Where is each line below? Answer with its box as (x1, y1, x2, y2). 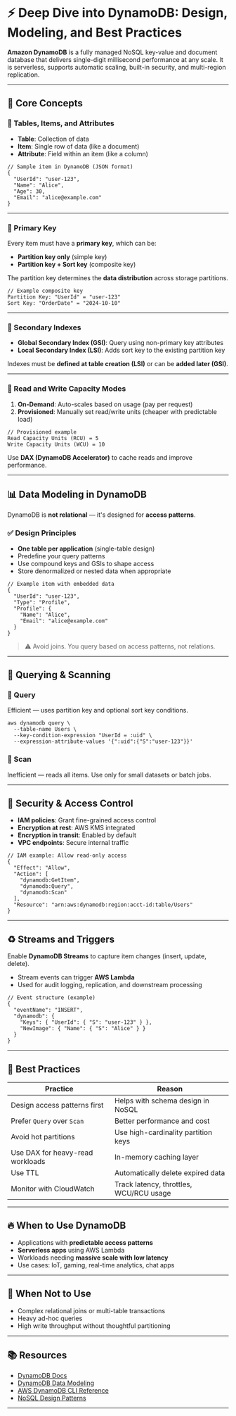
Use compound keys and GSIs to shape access (17, 559, 155, 568)
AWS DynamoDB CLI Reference (17, 1386, 109, 1395)
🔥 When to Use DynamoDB (7, 1220, 126, 1232)
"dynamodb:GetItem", (20, 877, 80, 884)
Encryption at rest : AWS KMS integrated (17, 824, 136, 832)
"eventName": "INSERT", (13, 1007, 83, 1014)
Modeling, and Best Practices (7, 25, 183, 41)
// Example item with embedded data (7, 580, 114, 587)
